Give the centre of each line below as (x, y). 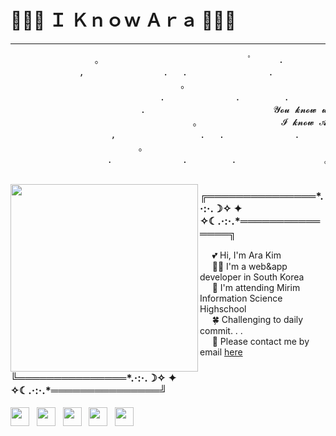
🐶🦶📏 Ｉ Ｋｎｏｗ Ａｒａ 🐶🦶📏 (123, 20)
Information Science (241, 298)
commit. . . (221, 331)
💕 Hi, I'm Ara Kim (246, 255)
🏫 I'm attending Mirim (256, 288)
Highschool (223, 309)
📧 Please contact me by (260, 342)
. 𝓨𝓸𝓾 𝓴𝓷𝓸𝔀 (228, 109)
